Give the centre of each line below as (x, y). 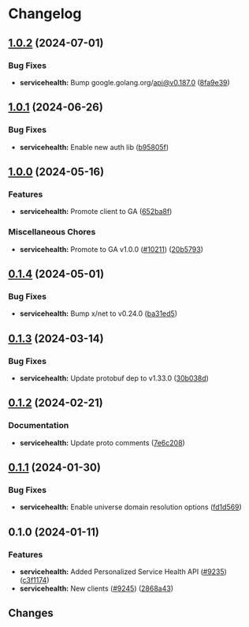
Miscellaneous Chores (52, 232)
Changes (31, 613)
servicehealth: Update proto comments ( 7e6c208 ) (102, 442)
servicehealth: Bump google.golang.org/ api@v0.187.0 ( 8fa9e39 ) (124, 82)
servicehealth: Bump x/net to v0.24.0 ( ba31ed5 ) (98, 313)
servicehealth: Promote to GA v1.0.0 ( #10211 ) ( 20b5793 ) (111, 249)
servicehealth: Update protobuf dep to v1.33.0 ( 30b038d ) (114, 378)
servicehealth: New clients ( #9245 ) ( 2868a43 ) (97, 588)
